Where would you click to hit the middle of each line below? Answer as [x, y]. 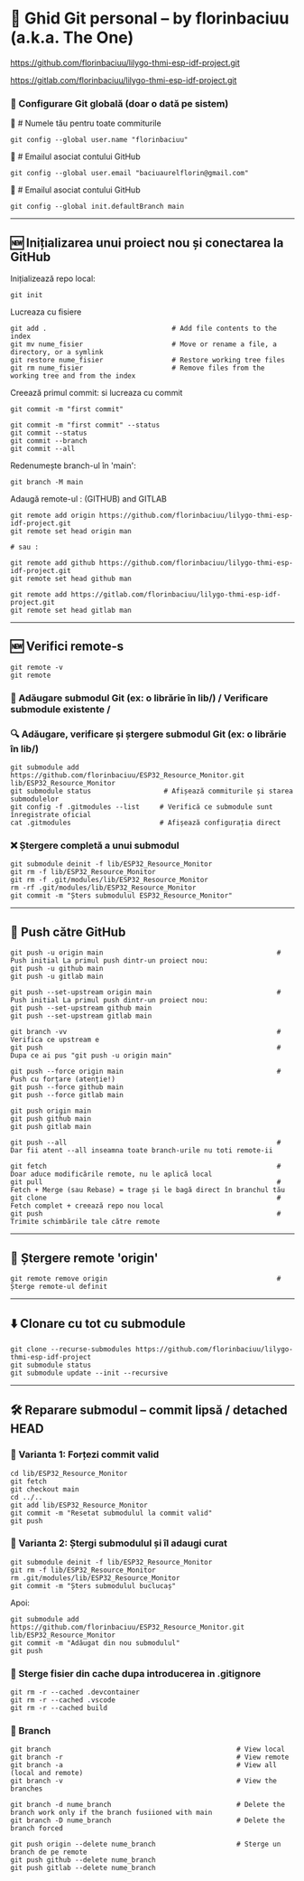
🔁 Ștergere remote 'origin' [84, 1258]
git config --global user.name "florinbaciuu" [99, 140]
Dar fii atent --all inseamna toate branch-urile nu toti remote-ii [142, 1151]
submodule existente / [60, 709]
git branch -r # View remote [150, 1757]
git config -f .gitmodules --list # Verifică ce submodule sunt [142, 807]
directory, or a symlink [57, 353]
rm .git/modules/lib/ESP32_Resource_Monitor [95, 1578]
